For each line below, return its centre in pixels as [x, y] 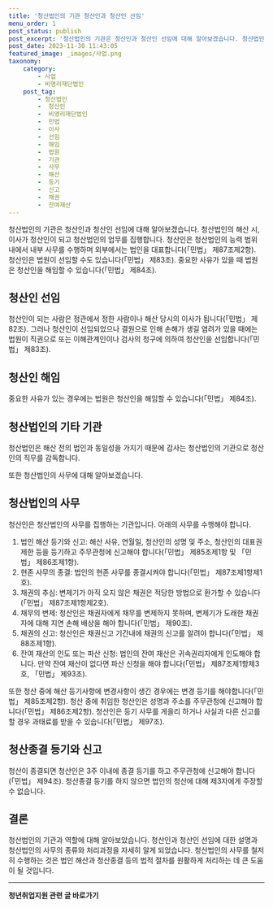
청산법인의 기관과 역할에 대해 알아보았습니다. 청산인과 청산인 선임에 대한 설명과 [133, 840]
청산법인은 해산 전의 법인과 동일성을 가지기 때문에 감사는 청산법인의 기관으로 [129, 447]
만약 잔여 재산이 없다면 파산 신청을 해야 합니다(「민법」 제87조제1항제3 [149, 663]
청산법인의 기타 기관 [55, 426]
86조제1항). [61, 562]
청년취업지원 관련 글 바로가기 [54, 896]
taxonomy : [25, 62]
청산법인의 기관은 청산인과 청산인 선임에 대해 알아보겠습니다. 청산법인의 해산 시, [134, 229]
